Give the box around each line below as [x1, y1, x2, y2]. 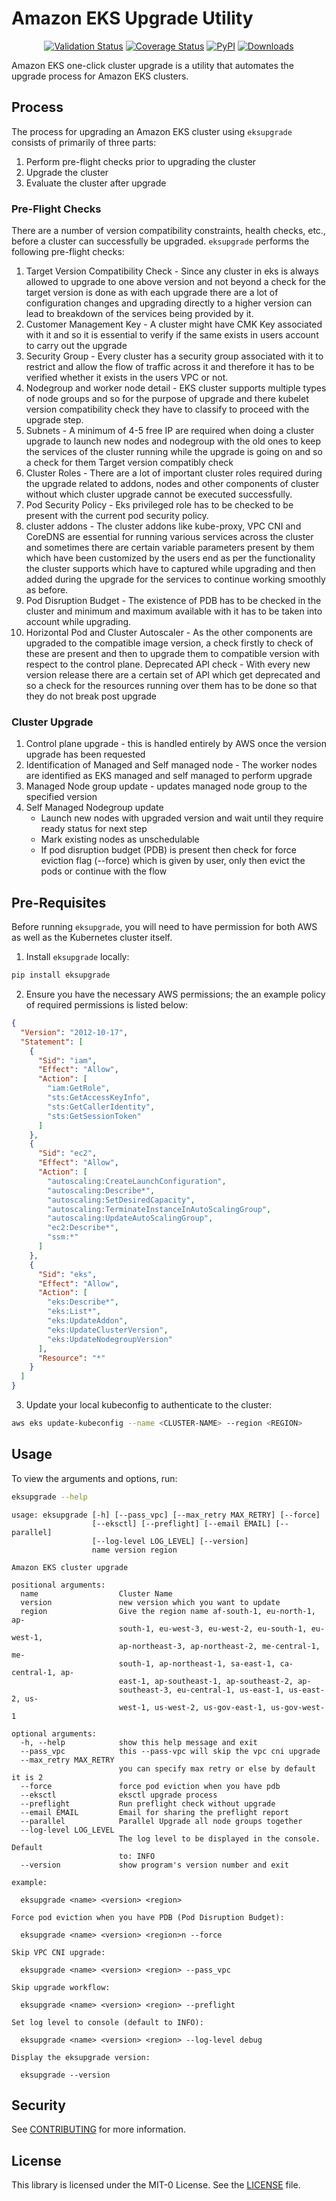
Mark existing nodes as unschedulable [40, 833, 200, 846]
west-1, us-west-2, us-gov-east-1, [118, 1702, 268, 1712]
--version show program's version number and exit [20, 1860, 289, 1870]
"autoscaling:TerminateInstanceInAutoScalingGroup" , [47, 1204, 272, 1214]
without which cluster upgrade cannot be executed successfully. [25, 488, 293, 501]
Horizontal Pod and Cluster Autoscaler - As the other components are [25, 627, 313, 639]
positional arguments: [11, 1580, 106, 1590]
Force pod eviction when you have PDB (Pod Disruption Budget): [11, 1912, 285, 1922]
